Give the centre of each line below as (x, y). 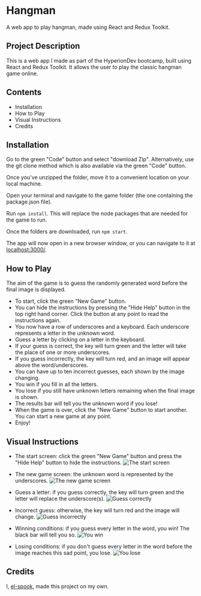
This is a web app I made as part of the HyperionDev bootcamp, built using (99, 60)
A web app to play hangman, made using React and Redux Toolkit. (88, 27)
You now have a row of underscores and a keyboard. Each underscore (102, 327)
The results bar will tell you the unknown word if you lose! (86, 403)
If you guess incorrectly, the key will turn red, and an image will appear (102, 359)
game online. (22, 73)
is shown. (27, 397)
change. (25, 517)
